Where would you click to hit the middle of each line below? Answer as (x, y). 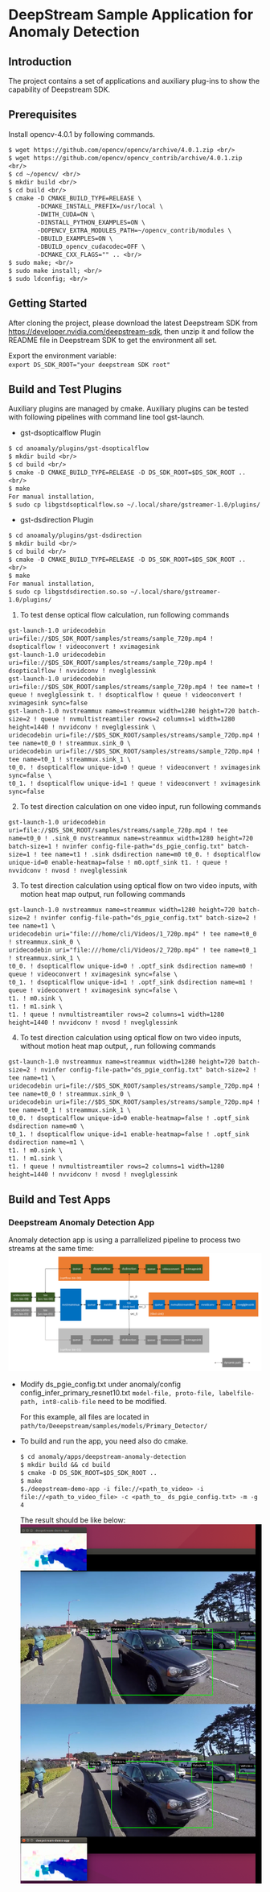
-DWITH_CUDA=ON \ (66, 214)
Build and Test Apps (59, 1199)
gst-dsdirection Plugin (57, 520)
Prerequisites (43, 115)
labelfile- (237, 1394)
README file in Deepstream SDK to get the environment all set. (112, 340)
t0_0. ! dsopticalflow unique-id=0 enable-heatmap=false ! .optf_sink (129, 1118)
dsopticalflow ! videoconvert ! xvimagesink (84, 647)
